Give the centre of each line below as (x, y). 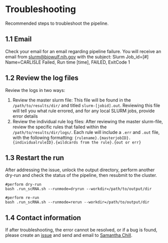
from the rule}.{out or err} (111, 142)
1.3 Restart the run (35, 158)
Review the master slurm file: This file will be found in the (72, 100)
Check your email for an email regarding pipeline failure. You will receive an (83, 51)
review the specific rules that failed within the (60, 127)
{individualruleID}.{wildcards (45, 142)
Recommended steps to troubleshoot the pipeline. (57, 23)
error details (25, 116)
